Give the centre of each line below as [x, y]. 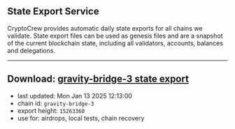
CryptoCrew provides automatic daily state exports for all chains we [105, 28]
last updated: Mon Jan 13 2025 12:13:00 [75, 96]
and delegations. [31, 50]
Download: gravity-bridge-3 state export [98, 79]
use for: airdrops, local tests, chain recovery [81, 118]
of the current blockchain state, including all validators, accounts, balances [115, 43]
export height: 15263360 [51, 110]
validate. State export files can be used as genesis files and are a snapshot [115, 36]
